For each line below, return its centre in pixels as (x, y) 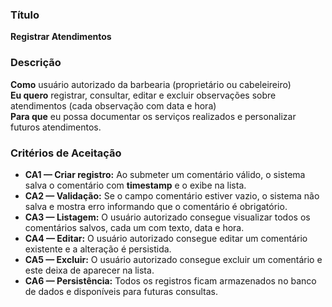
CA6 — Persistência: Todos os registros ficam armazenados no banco (170, 280)
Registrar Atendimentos (61, 37)
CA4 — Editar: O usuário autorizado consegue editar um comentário (166, 238)
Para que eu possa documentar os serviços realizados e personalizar (153, 116)
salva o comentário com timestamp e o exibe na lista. (135, 185)
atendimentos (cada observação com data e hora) (113, 105)
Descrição (36, 63)
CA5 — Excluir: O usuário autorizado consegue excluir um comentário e (173, 259)
